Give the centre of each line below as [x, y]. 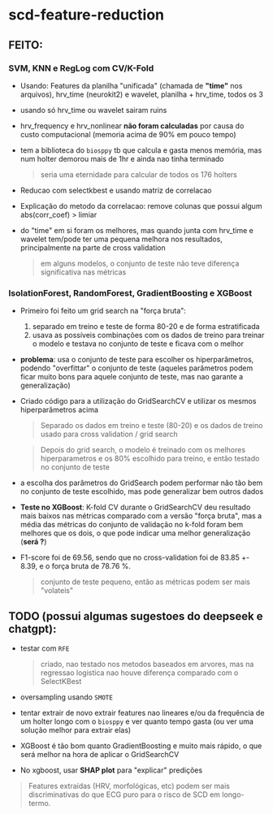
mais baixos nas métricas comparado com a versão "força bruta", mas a [141, 516]
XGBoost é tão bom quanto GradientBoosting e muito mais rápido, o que [141, 746]
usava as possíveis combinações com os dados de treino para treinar [148, 336]
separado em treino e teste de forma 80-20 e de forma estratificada [146, 327]
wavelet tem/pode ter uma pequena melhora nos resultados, [121, 239]
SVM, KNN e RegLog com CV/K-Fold [81, 68]
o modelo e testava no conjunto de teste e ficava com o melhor [138, 344]
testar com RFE [45, 648]
